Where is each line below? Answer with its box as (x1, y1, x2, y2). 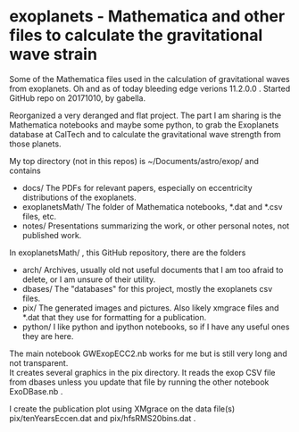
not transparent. (9, 357, 69, 368)
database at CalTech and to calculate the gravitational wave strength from (9, 129, 281, 139)
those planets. (9, 138, 62, 149)
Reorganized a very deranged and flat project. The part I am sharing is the (9, 110, 282, 120)
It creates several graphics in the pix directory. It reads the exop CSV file (9, 367, 276, 378)
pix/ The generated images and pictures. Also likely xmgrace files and (21, 302, 279, 313)
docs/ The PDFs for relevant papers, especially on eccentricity (21, 182, 253, 193)
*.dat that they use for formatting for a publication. (21, 312, 207, 322)
